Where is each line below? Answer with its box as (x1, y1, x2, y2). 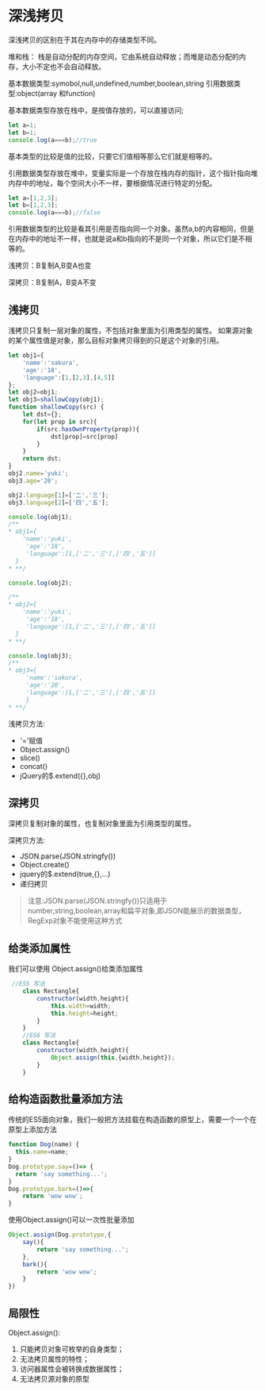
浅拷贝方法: (8, 719, 46, 728)
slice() (19, 753, 41, 763)
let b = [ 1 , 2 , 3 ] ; (8, 202, 59, 209)
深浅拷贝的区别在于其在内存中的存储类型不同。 (8, 35, 161, 44)
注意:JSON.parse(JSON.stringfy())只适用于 (27, 896, 168, 905)
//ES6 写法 (22, 1032, 56, 1039)
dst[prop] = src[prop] (50, 432, 119, 440)
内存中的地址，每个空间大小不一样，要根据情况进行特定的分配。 (8, 178, 216, 187)
